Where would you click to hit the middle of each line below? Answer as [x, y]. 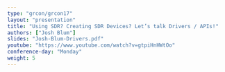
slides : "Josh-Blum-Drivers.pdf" [56, 39]
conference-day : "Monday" [44, 52]
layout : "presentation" [42, 20]
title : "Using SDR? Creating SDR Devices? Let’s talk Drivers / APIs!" [113, 26]
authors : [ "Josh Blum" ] [42, 33]
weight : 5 [22, 58]
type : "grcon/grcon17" [40, 13]
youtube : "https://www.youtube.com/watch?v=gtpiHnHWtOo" [91, 45]
